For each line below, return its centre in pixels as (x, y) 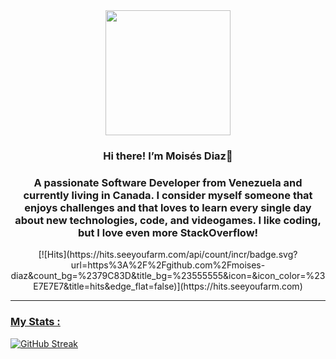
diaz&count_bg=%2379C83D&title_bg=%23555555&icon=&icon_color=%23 (168, 276)
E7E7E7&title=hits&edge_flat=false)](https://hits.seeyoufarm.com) (168, 286)
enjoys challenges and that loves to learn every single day (168, 207)
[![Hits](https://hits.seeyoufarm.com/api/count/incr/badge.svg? (168, 255)
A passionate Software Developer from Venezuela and (168, 182)
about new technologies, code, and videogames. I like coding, (168, 220)
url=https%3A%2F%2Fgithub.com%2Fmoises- (168, 265)
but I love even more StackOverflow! (168, 232)
